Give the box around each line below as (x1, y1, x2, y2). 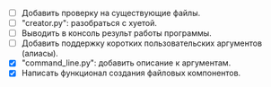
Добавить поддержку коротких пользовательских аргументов (21, 38, 262, 48)
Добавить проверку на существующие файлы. (21, 8, 201, 18)
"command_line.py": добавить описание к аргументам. (21, 57, 232, 68)
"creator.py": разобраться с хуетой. (21, 18, 158, 29)
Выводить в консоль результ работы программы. (21, 28, 212, 39)
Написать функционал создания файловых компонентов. (21, 67, 241, 79)
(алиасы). (21, 48, 59, 59)
